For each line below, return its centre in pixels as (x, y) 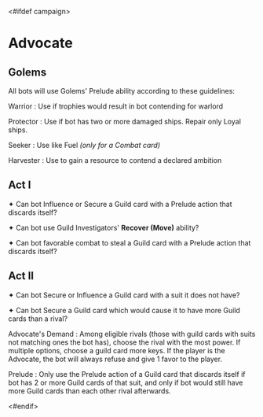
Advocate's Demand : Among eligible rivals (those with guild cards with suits (132, 334)
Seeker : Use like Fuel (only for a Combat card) (84, 145)
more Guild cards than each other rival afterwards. (89, 391)
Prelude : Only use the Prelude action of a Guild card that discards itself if (127, 374)
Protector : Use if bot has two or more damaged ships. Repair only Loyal (125, 122)
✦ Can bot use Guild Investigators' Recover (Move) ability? (104, 227)
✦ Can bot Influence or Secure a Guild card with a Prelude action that (121, 204)
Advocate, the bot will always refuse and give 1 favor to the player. (115, 359)
